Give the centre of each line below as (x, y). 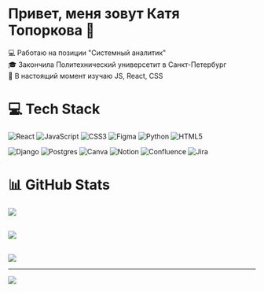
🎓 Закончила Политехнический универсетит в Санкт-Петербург (117, 65)
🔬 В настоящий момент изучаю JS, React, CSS (86, 76)
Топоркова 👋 (51, 30)
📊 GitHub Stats (59, 185)
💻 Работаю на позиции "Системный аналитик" (87, 53)
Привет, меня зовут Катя (94, 14)
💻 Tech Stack (54, 109)
